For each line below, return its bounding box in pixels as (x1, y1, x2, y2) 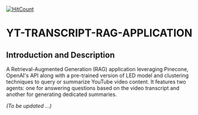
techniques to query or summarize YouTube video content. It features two (6, 78, 186, 85)
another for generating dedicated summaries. (6, 91, 117, 98)
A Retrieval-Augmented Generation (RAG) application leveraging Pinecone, (6, 66, 189, 72)
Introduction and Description (6, 50, 115, 60)
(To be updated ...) (6, 103, 52, 109)
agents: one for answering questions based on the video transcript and (6, 85, 180, 91)
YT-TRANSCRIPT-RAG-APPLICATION (6, 27, 193, 40)
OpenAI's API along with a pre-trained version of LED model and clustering (6, 72, 189, 79)
